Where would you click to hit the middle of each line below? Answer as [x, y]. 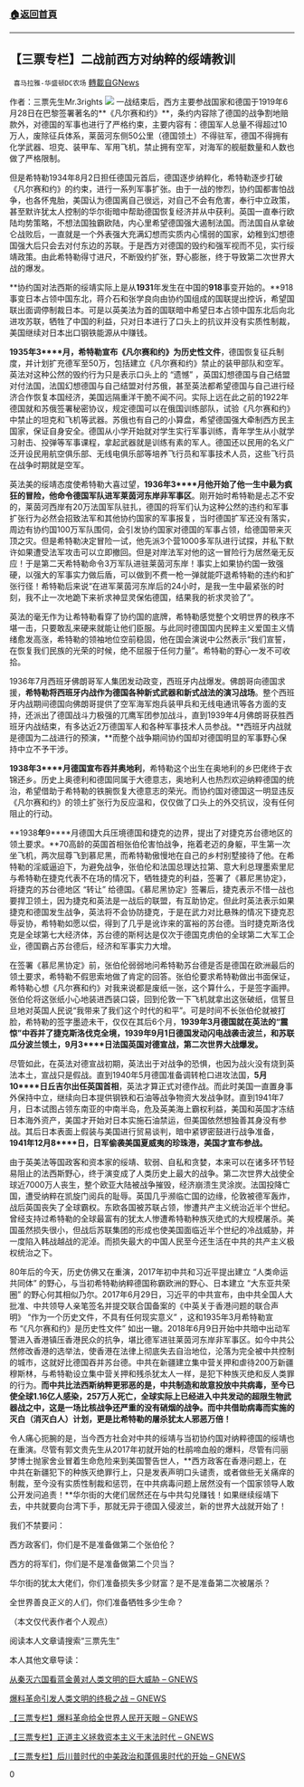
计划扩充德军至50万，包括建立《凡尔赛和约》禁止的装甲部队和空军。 [161, 363]
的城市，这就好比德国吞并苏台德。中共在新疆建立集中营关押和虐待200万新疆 [152, 1362]
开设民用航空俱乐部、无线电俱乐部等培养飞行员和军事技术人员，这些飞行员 [156, 454]
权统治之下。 [33, 1253]
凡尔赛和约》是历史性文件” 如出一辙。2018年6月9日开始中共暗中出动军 [159, 1329]
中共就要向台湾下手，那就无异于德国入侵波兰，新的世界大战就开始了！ [156, 1506]
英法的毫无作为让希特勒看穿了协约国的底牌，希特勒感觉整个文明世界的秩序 [148, 616]
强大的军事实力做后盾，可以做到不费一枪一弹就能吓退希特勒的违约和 [160, 575]
